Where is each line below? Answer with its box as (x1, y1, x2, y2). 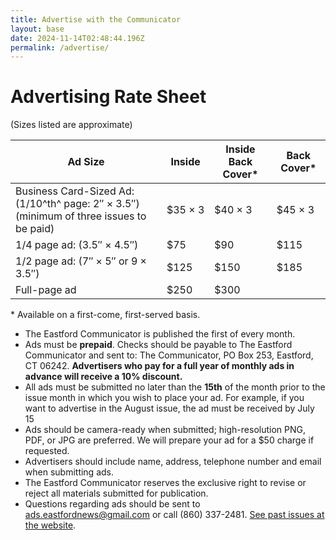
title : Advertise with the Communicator (10, 14, 182, 25)
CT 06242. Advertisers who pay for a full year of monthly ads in (24, 360, 295, 372)
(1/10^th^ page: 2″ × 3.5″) (15, 197, 140, 211)
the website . (24, 519, 77, 531)
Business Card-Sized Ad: (15, 184, 135, 198)
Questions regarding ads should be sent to (24, 498, 201, 510)
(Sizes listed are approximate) (10, 119, 133, 131)
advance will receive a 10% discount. (24, 371, 183, 383)
